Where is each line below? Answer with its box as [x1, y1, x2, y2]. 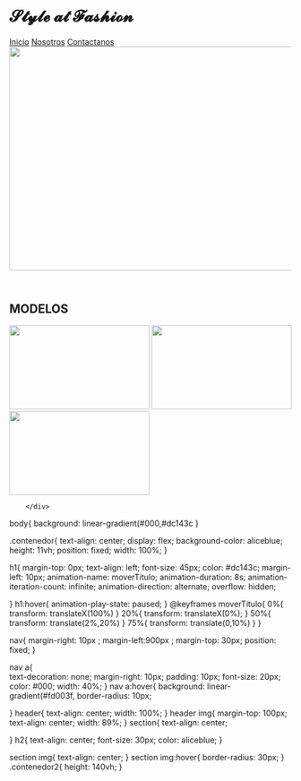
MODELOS [9, 301, 69, 316]
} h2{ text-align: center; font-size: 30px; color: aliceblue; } [9, 734, 223, 745]
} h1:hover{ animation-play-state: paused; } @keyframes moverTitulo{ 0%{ [9, 598, 284, 610]
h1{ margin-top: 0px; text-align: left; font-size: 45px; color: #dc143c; [9, 562, 260, 573]
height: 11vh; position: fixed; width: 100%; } [9, 545, 168, 556]
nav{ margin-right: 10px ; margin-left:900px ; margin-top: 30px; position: [9, 635, 277, 646]
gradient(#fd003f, [9, 691, 75, 701]
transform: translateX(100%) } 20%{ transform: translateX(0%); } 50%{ [9, 608, 271, 619]
